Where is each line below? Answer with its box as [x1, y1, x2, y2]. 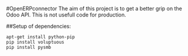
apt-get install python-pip [6, 34, 75, 40]
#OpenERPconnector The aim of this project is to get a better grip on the [6, 5, 183, 12]
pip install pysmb [6, 44, 51, 50]
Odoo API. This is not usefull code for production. [6, 11, 127, 18]
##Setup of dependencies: [6, 23, 71, 29]
